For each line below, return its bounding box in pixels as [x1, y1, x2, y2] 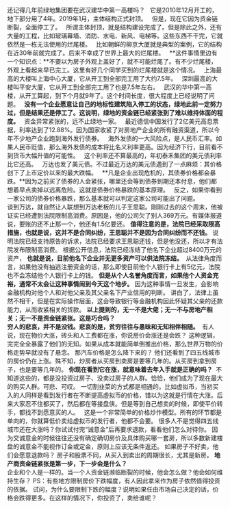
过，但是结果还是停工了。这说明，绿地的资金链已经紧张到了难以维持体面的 [7, 109, 217, 116]
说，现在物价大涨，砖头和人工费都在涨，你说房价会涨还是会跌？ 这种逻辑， [7, 331, 219, 339]
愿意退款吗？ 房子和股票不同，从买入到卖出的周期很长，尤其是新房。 [18, 451, 213, 459]
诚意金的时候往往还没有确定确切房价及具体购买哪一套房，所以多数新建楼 [18, 434, 223, 442]
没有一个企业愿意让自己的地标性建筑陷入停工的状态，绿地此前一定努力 [23, 100, 222, 108]
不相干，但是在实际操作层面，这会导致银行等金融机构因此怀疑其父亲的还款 [12, 297, 223, 305]
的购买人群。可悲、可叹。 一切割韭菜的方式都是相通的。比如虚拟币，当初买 [7, 383, 219, 390]
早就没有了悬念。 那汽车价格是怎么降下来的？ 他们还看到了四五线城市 [25, 348, 220, 356]
